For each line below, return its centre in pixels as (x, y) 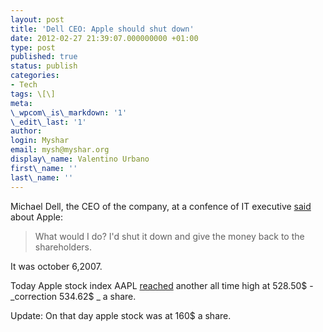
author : (26, 131)
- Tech (24, 85)
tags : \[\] (33, 94)
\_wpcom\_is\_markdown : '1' (69, 112)
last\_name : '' (42, 177)
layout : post (37, 19)
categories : (35, 76)
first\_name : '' (44, 168)
